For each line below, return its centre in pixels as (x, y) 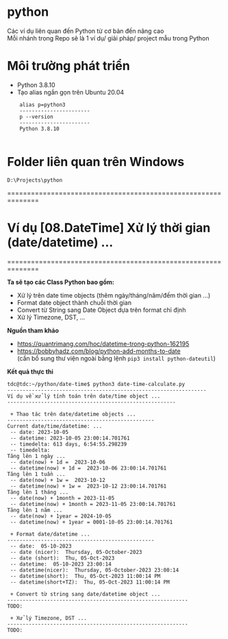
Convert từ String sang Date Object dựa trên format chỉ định (101, 310)
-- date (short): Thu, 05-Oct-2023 (62, 558)
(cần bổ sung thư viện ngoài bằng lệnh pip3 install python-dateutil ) (116, 358)
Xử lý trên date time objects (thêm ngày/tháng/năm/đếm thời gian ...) (114, 295)
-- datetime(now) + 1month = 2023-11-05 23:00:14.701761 (93, 504)
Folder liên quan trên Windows (96, 162)
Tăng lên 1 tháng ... (38, 492)
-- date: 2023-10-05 (39, 432)
